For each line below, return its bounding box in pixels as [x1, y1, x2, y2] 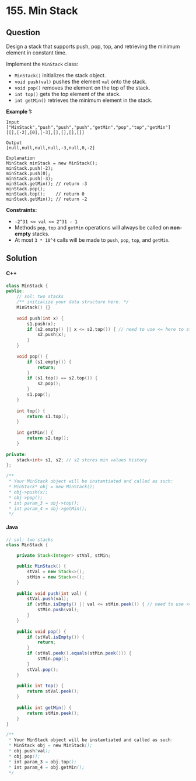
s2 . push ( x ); [37, 332, 66, 338]
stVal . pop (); [27, 666, 59, 673]
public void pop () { [16, 628, 66, 635]
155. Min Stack [6, 4, 78, 18]
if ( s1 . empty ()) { [27, 359, 72, 365]
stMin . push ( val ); [37, 607, 80, 613]
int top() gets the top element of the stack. [14, 91, 121, 97]
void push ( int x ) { [16, 315, 64, 321]
